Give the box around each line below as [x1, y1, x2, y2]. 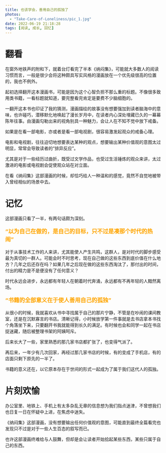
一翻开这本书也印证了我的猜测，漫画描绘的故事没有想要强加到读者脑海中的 [5, 106, 157, 112]
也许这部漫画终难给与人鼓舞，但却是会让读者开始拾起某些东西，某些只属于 [5, 436, 157, 442]
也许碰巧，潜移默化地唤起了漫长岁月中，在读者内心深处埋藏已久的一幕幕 [13, 112, 161, 118]
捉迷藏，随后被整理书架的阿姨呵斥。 [5, 328, 79, 334]
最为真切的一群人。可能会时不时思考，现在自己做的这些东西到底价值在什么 [5, 255, 157, 261]
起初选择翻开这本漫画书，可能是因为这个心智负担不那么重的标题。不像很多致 [5, 89, 161, 95]
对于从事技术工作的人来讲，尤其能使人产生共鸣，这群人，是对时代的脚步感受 [5, 249, 161, 255]
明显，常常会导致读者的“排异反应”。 [5, 145, 79, 151]
